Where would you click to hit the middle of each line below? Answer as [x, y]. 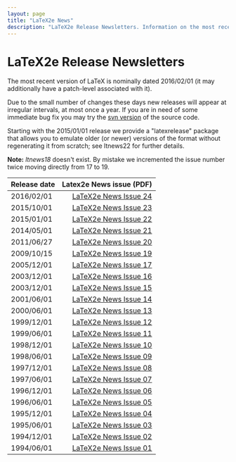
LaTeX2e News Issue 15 [112, 288]
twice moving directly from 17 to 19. [59, 167]
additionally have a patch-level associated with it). [80, 89]
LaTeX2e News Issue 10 [112, 345]
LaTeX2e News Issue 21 [112, 231]
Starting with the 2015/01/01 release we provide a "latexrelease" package [113, 131]
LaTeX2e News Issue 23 [112, 208]
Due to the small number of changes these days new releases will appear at [117, 102]
